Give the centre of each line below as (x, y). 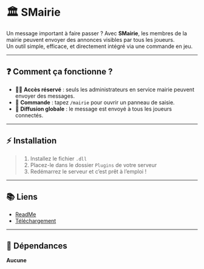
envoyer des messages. (45, 96)
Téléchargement (36, 221)
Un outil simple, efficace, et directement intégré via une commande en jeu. (100, 46)
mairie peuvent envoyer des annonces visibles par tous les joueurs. (90, 39)
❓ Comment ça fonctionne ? (59, 72)
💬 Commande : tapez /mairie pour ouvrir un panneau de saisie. (95, 102)
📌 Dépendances (37, 246)
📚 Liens (22, 196)
